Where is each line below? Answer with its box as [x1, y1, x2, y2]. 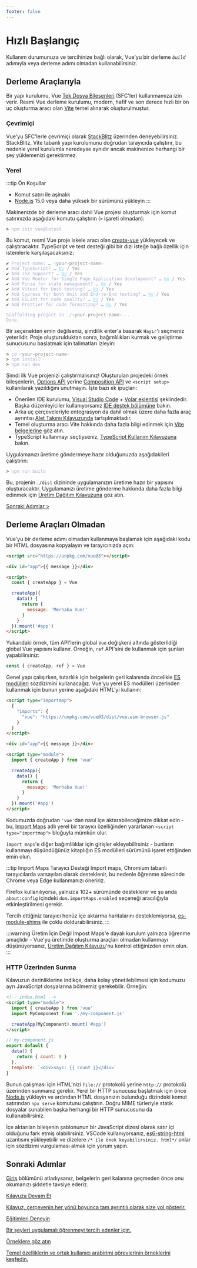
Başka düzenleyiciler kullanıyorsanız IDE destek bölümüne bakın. [14, 402, 172, 409]
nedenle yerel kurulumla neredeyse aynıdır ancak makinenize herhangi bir [6, 145, 185, 152]
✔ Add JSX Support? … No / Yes [6, 271, 83, 276]
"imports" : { [16, 708, 49, 715]
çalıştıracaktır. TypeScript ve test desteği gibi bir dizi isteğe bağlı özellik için [6, 242, 189, 250]
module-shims [6, 918, 41, 925]
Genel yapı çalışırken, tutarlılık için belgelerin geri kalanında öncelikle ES [6, 674, 181, 681]
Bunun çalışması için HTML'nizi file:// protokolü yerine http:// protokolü [6, 1080, 186, 1088]
